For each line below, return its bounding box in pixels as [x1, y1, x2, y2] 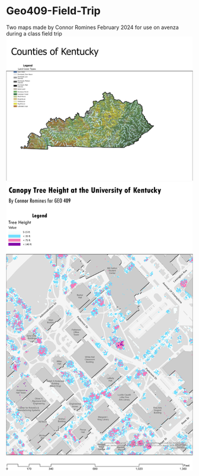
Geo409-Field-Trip [6, 4, 101, 18]
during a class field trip [6, 30, 62, 37]
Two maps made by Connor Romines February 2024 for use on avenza [6, 24, 179, 31]
